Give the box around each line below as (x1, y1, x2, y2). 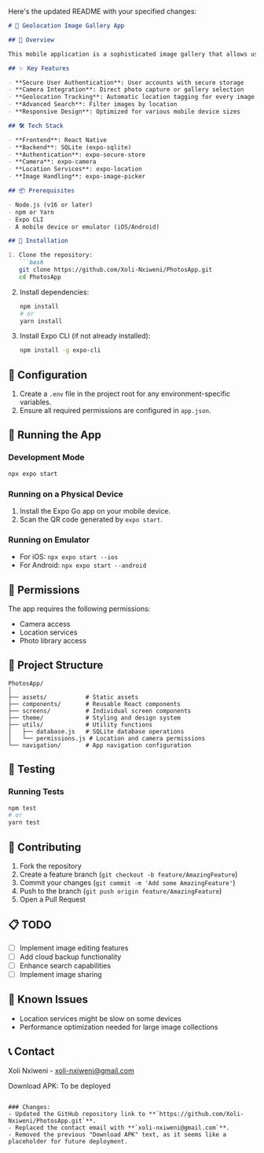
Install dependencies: (19, 287, 90, 297)
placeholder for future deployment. (8, 1137, 128, 1145)
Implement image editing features (19, 943, 129, 953)
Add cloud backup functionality (19, 952, 122, 961)
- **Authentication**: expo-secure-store (8, 151, 146, 159)
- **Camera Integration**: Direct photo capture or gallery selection (8, 86, 244, 93)
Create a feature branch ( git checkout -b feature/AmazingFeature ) (19, 869, 238, 879)
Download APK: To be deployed (8, 1081, 112, 1090)
